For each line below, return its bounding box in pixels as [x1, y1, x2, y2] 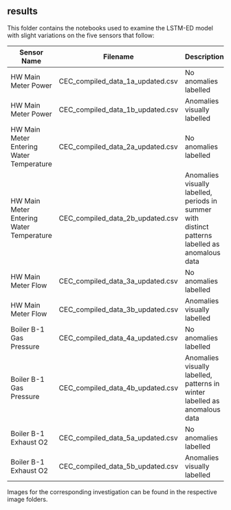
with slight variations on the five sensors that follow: [7, 31, 155, 39]
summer [184, 205, 212, 214]
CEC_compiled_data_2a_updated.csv [58, 141, 178, 151]
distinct [184, 222, 209, 232]
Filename [102, 52, 134, 61]
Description [184, 52, 225, 61]
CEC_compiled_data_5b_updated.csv [58, 461, 179, 471]
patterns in [184, 378, 220, 388]
